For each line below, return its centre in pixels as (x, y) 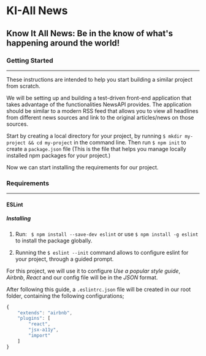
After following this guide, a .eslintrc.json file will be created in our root (99, 289)
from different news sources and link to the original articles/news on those (100, 117)
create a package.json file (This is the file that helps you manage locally (96, 149)
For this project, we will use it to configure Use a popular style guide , (93, 271)
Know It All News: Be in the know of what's (90, 33)
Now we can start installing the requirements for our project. (82, 167)
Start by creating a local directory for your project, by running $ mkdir (94, 136)
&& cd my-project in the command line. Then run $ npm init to (107, 142)
